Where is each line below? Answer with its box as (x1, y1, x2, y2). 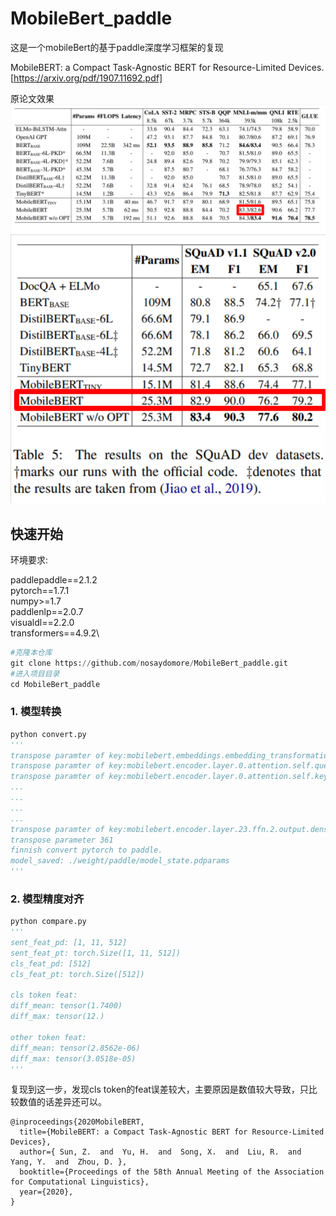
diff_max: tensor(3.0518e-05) (10, 1053, 137, 1064)
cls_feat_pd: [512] (10, 958, 92, 969)
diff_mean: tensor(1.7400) (10, 1001, 123, 1011)
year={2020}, (19, 1187, 74, 1197)
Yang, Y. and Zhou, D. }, (10, 1157, 128, 1167)
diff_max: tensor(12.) (10, 1012, 105, 1022)
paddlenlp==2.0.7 (10, 605, 84, 617)
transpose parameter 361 (10, 835, 114, 845)
